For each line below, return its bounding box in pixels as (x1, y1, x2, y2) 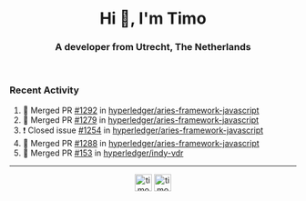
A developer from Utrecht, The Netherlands (55, 41, 251, 54)
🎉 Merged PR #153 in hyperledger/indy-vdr (22, 147, 184, 158)
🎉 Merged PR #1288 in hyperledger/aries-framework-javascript (22, 137, 260, 148)
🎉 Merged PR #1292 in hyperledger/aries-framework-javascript (22, 105, 260, 116)
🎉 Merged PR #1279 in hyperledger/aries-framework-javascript (22, 114, 260, 126)
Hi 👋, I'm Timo (99, 8, 207, 29)
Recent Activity (9, 84, 80, 96)
